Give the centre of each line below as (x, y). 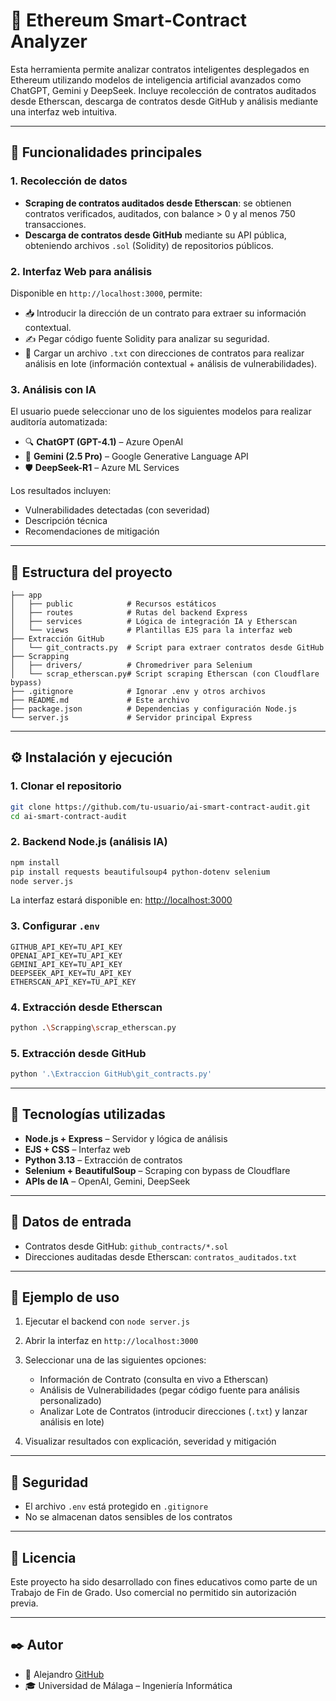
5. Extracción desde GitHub (78, 1053)
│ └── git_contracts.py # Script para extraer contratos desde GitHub (167, 648)
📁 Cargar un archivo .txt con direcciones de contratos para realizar (164, 353)
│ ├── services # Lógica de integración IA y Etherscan (154, 622)
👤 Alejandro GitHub (64, 1674)
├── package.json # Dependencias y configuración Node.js (154, 709)
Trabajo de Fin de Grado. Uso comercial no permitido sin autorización (153, 1593)
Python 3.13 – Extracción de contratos (103, 1160)
